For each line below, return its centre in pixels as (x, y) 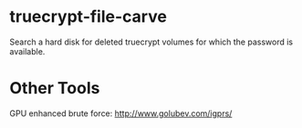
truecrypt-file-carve (88, 17)
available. (27, 51)
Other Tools (55, 89)
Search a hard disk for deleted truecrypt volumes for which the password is (151, 42)
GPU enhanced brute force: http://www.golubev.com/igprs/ (121, 113)
